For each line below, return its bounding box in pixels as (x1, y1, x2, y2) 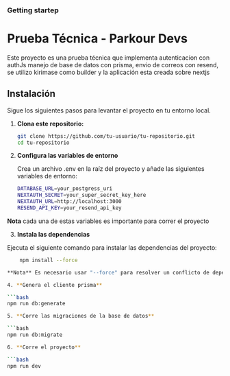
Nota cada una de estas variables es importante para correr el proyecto (7, 217, 209, 225)
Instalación (7, 88, 56, 99)
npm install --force (19, 257, 78, 263)
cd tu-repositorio (16, 139, 70, 146)
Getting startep (7, 5, 60, 15)
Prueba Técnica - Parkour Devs (7, 31, 188, 47)
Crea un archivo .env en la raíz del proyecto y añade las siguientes (16, 165, 205, 173)
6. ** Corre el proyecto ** (7, 344, 81, 351)
